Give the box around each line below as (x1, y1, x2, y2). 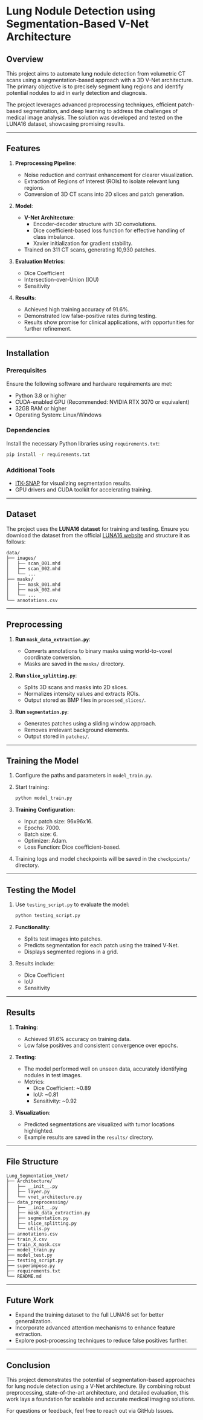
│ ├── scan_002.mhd (6, 565, 61, 572)
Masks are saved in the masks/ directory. (24, 660, 125, 667)
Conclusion (6, 1360, 51, 1370)
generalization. (14, 1318, 53, 1325)
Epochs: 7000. (24, 824, 60, 832)
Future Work (6, 1295, 54, 1305)
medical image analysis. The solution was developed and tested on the (6, 114, 183, 121)
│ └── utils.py (6, 1225, 50, 1231)
